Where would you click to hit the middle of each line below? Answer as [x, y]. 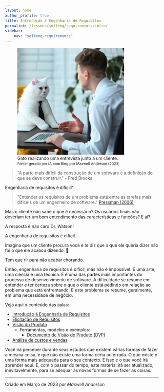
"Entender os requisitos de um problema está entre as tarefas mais [84, 197]
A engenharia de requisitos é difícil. [41, 236]
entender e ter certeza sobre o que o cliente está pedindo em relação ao [78, 285]
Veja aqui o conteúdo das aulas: [37, 305]
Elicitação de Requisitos [36, 319]
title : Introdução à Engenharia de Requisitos [53, 21]
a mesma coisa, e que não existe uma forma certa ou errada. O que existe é [81, 355]
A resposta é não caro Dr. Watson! [40, 226]
